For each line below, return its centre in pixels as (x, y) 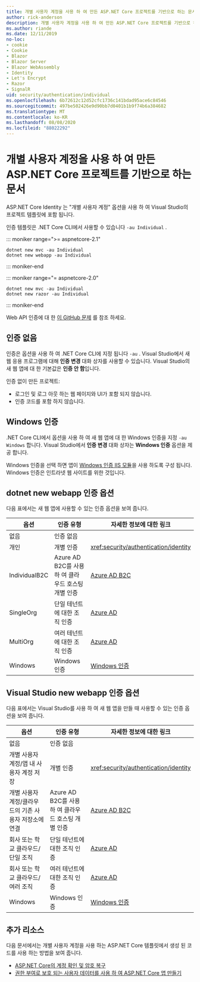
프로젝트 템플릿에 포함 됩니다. (40, 214)
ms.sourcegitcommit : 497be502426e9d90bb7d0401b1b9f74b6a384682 (86, 106)
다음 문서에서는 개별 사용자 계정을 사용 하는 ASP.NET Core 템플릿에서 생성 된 (96, 945)
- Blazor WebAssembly (33, 67)
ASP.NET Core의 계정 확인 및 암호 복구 (60, 965)
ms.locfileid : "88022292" (38, 128)
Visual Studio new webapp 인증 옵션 (73, 693)
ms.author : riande (29, 28)
